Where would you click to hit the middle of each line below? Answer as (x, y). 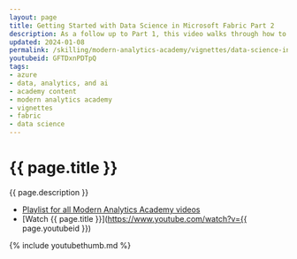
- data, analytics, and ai (59, 83)
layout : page (33, 17)
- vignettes (31, 108)
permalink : (29, 50)
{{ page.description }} (49, 192)
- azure (23, 75)
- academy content (43, 91)
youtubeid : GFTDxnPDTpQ (53, 58)
